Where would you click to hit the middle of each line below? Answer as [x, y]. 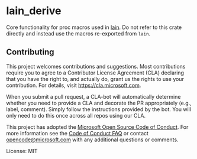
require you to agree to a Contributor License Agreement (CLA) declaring [95, 73]
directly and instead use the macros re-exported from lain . [78, 33]
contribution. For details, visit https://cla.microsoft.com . [74, 85]
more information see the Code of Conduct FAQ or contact [77, 133]
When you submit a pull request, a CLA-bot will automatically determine [93, 96]
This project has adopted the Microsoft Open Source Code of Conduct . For [97, 127]
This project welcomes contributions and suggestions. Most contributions [96, 66]
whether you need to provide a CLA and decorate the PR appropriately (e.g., [99, 103]
